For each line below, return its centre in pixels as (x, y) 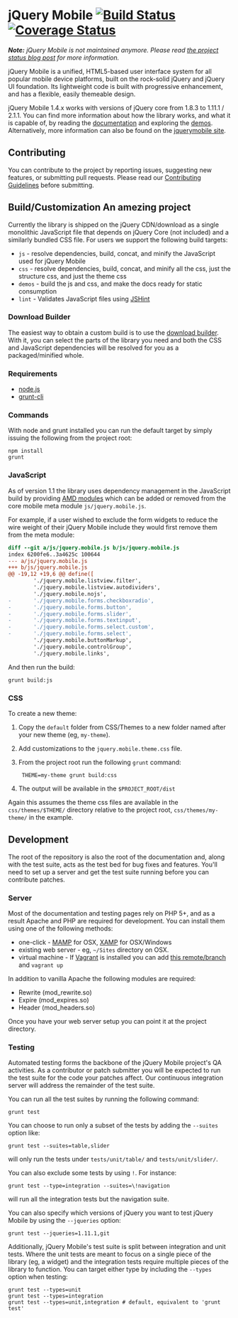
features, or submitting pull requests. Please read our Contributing (104, 177)
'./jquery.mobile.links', (72, 653)
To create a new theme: (42, 713)
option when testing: (38, 1277)
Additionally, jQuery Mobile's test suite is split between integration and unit (117, 1247)
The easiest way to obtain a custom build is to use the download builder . (113, 332)
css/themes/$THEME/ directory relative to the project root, (90, 810)
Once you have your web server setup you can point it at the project (108, 1022)
